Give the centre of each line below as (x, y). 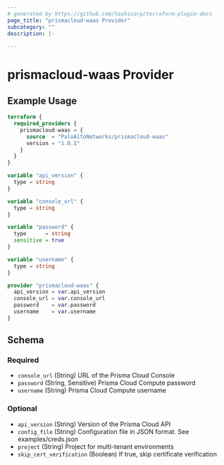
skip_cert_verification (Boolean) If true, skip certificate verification (117, 454)
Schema (26, 340)
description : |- (31, 33)
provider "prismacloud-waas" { (53, 285)
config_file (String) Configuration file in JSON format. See (103, 431)
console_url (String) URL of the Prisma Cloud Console (96, 376)
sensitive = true (39, 240)
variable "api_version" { (45, 176)
